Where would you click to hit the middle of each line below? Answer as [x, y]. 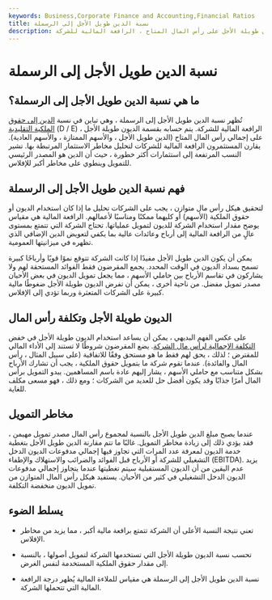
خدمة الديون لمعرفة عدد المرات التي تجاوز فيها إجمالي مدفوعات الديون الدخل [125, 450]
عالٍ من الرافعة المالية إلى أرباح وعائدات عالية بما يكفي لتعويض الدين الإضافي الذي [132, 234]
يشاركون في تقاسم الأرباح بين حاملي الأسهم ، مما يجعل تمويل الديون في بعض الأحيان [136, 275]
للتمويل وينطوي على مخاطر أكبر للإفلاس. [70, 163]
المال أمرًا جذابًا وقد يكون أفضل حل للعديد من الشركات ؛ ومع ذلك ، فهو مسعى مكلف [135, 380]
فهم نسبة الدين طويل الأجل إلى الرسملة [97, 188]
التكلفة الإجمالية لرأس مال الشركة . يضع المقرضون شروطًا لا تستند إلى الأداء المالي [132, 346]
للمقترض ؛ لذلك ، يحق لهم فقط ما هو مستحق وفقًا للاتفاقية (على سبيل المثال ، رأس [134, 354]
